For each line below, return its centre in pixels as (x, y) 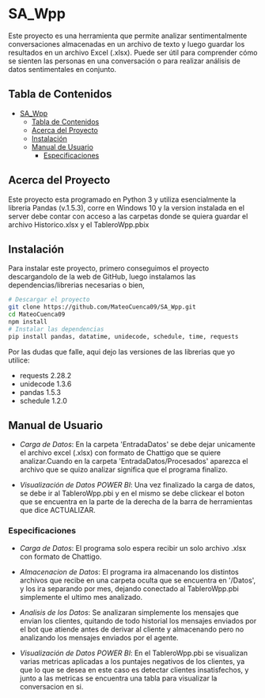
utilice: (19, 360)
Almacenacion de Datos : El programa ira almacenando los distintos (129, 571)
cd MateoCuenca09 (37, 315)
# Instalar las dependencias (56, 329)
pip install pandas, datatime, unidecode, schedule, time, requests (123, 336)
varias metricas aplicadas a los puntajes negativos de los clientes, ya (132, 661)
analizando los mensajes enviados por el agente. (99, 637)
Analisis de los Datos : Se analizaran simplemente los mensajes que (129, 612)
